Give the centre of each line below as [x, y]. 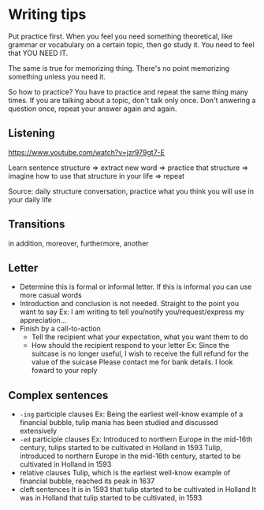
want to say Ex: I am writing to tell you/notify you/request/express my [132, 312]
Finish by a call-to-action [60, 329]
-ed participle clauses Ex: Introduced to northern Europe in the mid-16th [136, 439]
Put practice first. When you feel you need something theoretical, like [121, 36]
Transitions [37, 225]
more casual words [51, 295]
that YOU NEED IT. [38, 53]
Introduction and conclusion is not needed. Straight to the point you [129, 304]
